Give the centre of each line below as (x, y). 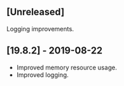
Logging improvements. (40, 28)
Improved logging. (43, 75)
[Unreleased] (36, 12)
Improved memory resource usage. (67, 67)
